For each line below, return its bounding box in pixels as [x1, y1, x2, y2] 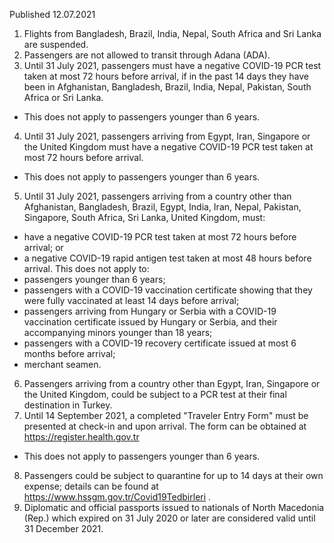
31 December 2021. [23, 523, 104, 534]
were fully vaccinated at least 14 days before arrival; [23, 295, 240, 306]
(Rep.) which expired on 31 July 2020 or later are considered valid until [23, 512, 316, 524]
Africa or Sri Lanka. [23, 92, 104, 103]
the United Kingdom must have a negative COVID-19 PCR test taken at [23, 141, 314, 153]
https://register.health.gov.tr [23, 431, 140, 443]
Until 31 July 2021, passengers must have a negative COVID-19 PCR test [23, 60, 322, 71]
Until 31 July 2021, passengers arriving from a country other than [23, 190, 292, 202]
